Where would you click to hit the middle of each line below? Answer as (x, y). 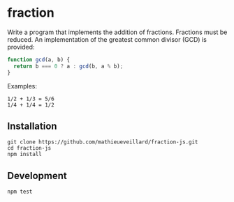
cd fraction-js (29, 148)
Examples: (22, 86)
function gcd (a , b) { (39, 60)
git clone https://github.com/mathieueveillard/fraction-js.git (103, 142)
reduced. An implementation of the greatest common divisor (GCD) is (107, 39)
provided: (21, 47)
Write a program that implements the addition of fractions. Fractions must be (117, 32)
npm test (20, 192)
